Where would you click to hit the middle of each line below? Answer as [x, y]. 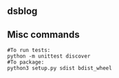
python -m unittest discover [49, 56]
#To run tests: [29, 51]
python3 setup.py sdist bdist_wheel [60, 68]
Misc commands [44, 35]
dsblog [22, 11]
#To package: [26, 62]
